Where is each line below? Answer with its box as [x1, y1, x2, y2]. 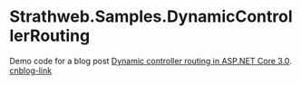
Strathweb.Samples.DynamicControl [9, 6, 293, 27]
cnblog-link [9, 65, 53, 76]
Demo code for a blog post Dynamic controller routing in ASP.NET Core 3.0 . [9, 55, 292, 66]
